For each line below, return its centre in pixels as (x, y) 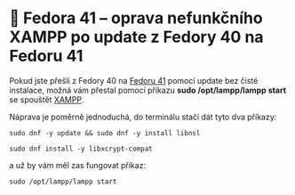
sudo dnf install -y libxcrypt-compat (81, 149)
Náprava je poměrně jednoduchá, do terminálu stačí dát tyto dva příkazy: (143, 117)
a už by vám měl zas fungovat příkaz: (78, 165)
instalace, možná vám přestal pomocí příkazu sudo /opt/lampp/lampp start (148, 90)
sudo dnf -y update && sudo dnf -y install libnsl (105, 133)
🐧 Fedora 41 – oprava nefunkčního (136, 18)
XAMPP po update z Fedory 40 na (136, 37)
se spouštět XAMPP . (47, 99)
